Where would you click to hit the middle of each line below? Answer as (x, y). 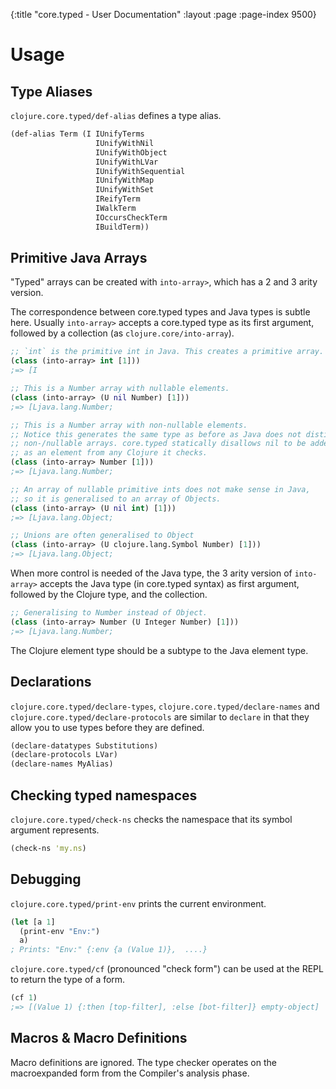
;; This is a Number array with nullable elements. (120, 389)
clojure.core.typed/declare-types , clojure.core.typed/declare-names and (165, 706)
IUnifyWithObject (131, 152)
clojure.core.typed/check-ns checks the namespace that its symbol (151, 819)
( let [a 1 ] (33, 922)
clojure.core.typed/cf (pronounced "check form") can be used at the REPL (167, 969)
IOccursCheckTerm (131, 217)
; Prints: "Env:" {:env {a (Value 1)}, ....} (109, 950)
